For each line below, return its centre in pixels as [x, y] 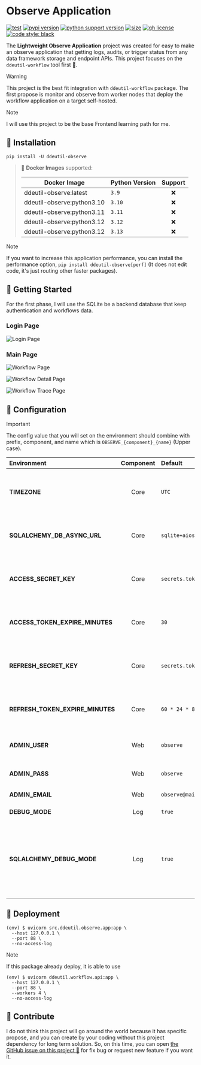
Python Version [133, 182]
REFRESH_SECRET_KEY [44, 665]
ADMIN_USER [29, 745]
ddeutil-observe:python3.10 [64, 202]
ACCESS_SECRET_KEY [42, 578]
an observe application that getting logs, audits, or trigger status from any [97, 52]
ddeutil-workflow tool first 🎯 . [42, 65]
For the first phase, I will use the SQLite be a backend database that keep [96, 304]
